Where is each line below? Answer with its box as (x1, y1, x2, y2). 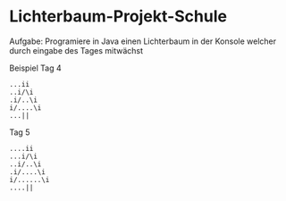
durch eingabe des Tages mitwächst (9, 45, 144, 55)
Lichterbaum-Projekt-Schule (9, 6, 228, 27)
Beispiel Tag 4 (9, 63, 62, 73)
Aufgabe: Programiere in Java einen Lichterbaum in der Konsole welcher (9, 36, 277, 46)
